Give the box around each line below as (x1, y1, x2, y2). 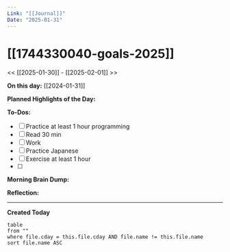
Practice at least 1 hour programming (25, 123, 130, 131)
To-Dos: (7, 108, 31, 116)
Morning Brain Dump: (7, 175, 70, 184)
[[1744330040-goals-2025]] (7, 46, 175, 62)
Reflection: (7, 189, 40, 197)
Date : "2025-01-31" (7, 16, 63, 23)
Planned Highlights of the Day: (7, 95, 96, 103)
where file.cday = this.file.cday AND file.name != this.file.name (7, 234, 204, 240)
